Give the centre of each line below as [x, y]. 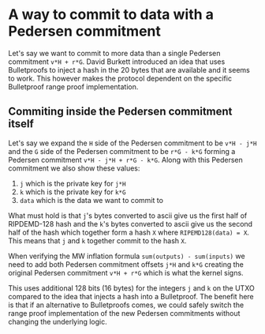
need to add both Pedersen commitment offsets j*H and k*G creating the [126, 264]
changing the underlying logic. [58, 321]
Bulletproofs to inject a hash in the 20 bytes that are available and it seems [129, 69]
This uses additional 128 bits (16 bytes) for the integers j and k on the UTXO [131, 288]
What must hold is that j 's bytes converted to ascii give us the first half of [128, 216]
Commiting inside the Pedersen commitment [120, 112]
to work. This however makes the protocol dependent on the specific [120, 78]
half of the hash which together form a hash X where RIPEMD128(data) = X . [129, 232]
